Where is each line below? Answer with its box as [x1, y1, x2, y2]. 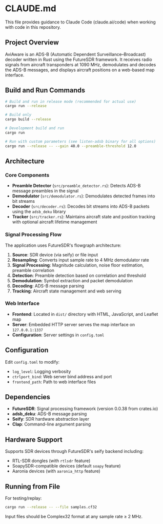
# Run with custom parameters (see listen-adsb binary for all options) [5, 139, 156, 144]
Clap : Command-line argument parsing [12, 421, 91, 427]
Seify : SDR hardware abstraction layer [12, 416, 89, 422]
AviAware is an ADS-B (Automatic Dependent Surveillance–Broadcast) [5, 51, 146, 57]
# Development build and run [5, 126, 64, 131]
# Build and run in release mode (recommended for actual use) [5, 99, 137, 104]
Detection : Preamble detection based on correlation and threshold [12, 272, 146, 278]
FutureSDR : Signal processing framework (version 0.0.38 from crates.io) [12, 406, 158, 412]
